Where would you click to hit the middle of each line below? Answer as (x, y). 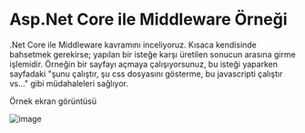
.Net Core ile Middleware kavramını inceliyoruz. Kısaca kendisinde (133, 45)
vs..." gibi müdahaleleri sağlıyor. (69, 83)
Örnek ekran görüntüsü (53, 101)
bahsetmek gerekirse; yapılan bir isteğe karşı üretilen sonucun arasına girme (152, 54)
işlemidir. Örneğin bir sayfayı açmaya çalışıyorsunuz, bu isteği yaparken (143, 64)
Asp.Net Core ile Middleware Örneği (149, 20)
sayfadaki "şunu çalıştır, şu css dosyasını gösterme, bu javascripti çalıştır (146, 74)
